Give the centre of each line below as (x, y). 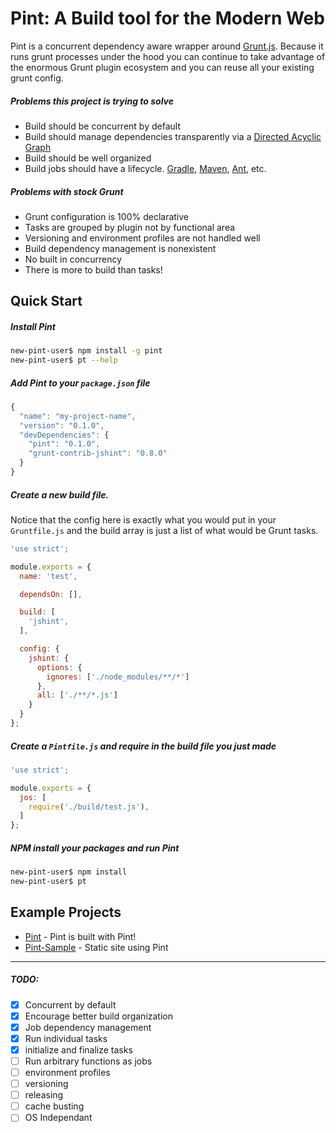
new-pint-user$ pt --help (64, 360)
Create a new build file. (60, 494)
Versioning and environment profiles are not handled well (142, 238)
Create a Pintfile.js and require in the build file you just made (143, 746)
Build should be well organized (88, 158)
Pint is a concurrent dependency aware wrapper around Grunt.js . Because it (167, 46)
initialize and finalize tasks (78, 1049)
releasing (44, 1095)
